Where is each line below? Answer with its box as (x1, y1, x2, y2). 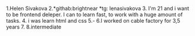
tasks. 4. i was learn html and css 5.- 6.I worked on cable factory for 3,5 (6, 17, 181, 24)
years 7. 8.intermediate (6, 23, 62, 30)
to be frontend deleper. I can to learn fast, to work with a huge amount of (6, 11, 183, 18)
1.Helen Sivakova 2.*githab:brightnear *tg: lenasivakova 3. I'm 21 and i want (6, 5, 190, 12)
